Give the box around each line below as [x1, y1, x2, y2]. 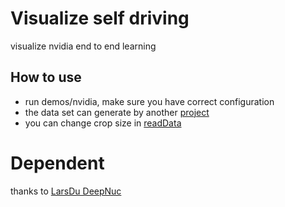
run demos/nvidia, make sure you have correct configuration [24, 95, 275, 107]
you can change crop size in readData [24, 117, 182, 129]
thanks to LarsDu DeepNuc [10, 185, 122, 197]
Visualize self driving [10, 7, 190, 30]
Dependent [10, 152, 105, 174]
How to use [10, 69, 82, 86]
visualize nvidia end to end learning [10, 40, 157, 52]
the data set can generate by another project [24, 106, 210, 118]
